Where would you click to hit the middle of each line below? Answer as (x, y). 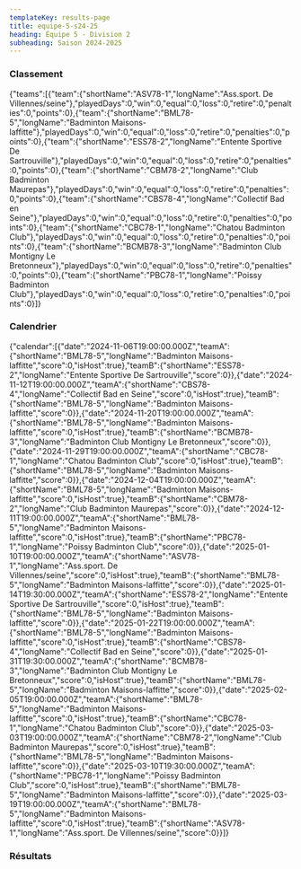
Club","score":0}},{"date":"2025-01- (203, 546)
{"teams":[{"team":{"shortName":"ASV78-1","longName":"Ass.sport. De (142, 93)
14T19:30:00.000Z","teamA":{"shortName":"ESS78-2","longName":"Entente (149, 594)
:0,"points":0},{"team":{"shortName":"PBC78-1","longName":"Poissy (136, 275)
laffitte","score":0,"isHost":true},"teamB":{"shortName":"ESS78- (127, 365)
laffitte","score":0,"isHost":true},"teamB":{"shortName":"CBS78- (128, 642)
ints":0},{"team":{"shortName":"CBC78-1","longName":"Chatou (126, 227)
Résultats (31, 856)
